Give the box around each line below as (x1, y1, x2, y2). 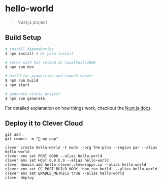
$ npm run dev (5, 64, 34, 69)
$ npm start (5, 83, 30, 88)
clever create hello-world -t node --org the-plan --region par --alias (5, 145, 158, 150)
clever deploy (5, 175, 34, 180)
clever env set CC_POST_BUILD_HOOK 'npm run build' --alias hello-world (5, 167, 158, 172)
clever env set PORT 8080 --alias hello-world (5, 154, 102, 159)
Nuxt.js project (17, 19, 48, 25)
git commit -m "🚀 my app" (5, 136, 58, 142)
